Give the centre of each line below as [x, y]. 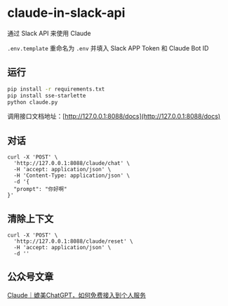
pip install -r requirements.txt [56, 89]
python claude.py [33, 102]
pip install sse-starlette [47, 95]
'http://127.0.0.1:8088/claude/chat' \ [72, 164]
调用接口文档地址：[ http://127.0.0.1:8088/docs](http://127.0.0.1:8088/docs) [114, 117]
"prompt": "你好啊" [40, 189]
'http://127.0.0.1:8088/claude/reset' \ [73, 241]
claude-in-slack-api [66, 13]
